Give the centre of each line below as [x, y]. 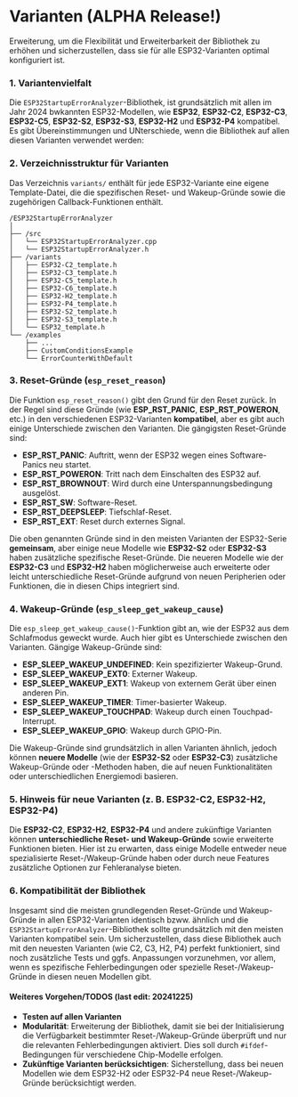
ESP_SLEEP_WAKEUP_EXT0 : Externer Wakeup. [110, 674]
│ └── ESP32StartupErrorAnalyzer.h [79, 249]
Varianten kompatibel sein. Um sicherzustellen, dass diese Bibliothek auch [145, 939]
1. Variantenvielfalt [50, 83]
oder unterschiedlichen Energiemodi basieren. [94, 776]
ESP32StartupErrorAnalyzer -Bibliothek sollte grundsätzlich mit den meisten [146, 929]
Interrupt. [39, 721]
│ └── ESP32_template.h [57, 327]
